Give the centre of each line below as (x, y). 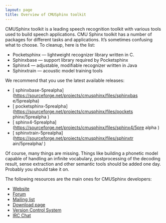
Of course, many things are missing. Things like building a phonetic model (82, 153)
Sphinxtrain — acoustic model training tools (57, 70)
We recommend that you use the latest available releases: (65, 80)
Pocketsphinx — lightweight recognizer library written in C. (73, 54)
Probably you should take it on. (37, 169)
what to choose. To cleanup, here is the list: (50, 45)
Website (21, 188)
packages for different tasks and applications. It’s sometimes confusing (79, 39)
